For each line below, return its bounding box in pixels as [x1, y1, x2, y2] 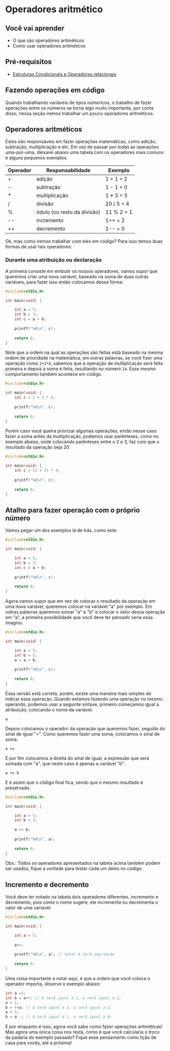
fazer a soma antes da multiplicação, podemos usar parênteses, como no [5, 433, 159, 440]
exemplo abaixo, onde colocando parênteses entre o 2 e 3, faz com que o [5, 439, 160, 445]
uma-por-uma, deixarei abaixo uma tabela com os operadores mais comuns [5, 149, 164, 156]
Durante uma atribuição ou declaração [5, 257, 102, 264]
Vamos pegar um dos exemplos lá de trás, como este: [5, 527, 118, 533]
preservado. [5, 784, 31, 791]
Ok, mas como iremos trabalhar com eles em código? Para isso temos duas [5, 238, 163, 244]
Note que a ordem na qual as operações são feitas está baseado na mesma [5, 349, 163, 355]
